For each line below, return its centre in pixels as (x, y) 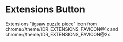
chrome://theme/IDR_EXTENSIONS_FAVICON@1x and (62, 29)
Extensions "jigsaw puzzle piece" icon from (51, 24)
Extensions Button (45, 9)
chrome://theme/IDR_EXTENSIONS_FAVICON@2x (58, 34)
